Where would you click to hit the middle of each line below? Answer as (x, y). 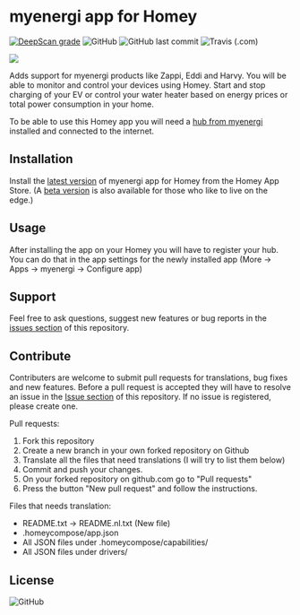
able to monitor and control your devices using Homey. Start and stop (137, 85)
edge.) (21, 200)
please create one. (44, 406)
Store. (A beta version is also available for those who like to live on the (139, 190)
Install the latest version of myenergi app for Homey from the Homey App (144, 180)
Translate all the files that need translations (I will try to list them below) (154, 460)
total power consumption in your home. (81, 104)
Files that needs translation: (60, 506)
